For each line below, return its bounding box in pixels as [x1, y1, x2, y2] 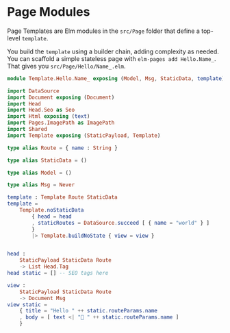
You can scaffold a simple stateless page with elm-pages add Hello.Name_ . [7, 54, 216, 62]
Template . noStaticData [19, 207, 84, 214]
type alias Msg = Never [7, 182, 75, 188]
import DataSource [7, 87, 60, 95]
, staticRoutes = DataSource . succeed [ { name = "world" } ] [31, 219, 210, 226]
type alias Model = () [7, 169, 72, 176]
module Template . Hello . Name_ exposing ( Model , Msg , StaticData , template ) [7, 75, 225, 82]
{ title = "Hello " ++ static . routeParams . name [19, 308, 157, 314]
